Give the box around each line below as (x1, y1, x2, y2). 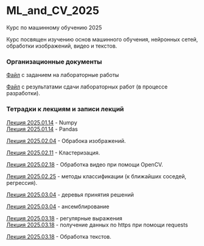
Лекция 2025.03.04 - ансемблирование (6, 203, 110, 210)
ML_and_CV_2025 (6, 4, 99, 18)
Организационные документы (6, 57, 102, 66)
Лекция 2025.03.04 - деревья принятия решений (6, 190, 134, 198)
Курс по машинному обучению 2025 (6, 24, 102, 31)
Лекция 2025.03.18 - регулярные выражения (6, 214, 123, 222)
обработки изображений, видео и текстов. (6, 42, 118, 49)
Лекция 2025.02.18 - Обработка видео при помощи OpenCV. (6, 161, 163, 168)
